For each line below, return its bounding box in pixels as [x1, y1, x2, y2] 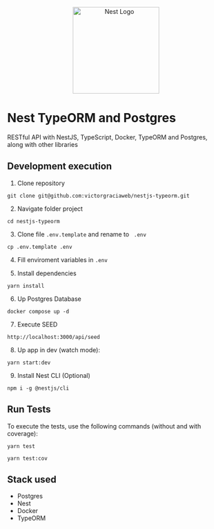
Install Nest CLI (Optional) [17, 371, 91, 379]
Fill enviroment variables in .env [17, 255, 108, 263]
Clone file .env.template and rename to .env [17, 229, 147, 239]
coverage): [7, 429, 38, 437]
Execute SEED [17, 320, 58, 329]
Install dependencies [17, 269, 77, 277]
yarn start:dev [7, 359, 51, 366]
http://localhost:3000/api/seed [7, 333, 100, 340]
